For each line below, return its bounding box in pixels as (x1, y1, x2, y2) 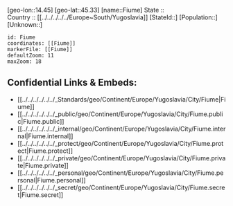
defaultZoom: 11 (7, 52, 54, 59)
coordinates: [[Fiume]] (7, 40, 76, 47)
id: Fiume (7, 34, 36, 41)
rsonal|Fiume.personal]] (17, 176, 86, 184)
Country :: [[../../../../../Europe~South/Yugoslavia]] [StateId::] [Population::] (7, 13, 218, 21)
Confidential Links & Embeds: (7, 77, 137, 88)
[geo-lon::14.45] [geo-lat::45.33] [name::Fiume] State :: (7, 6, 164, 14)
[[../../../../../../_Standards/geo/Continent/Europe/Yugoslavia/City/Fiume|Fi (17, 95, 226, 103)
